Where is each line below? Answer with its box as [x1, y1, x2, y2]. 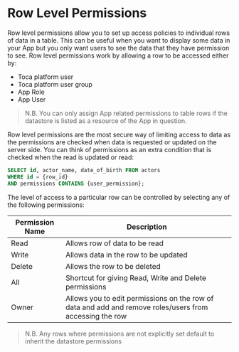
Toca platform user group [17, 80, 92, 88]
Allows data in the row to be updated [65, 250, 188, 260]
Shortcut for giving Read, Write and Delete [65, 272, 206, 282]
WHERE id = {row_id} [7, 173, 69, 181]
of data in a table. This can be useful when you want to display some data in [7, 36, 230, 44]
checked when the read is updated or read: [7, 153, 134, 161]
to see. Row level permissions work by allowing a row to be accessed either [7, 51, 229, 60]
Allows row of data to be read [65, 238, 164, 248]
